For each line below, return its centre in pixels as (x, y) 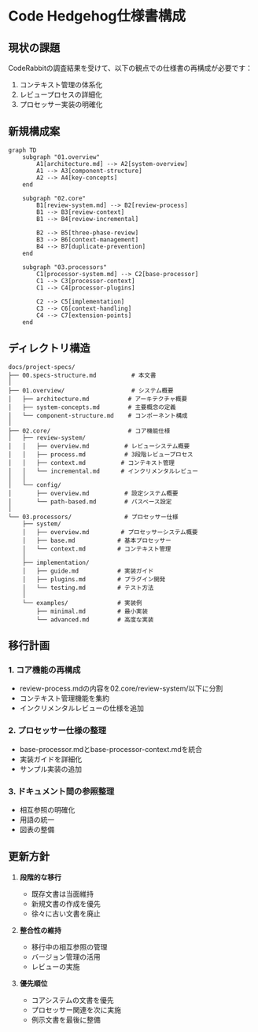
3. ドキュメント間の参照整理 (61, 791)
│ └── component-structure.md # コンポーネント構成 (98, 415)
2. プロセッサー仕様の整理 (57, 731)
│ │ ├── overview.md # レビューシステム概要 (99, 446)
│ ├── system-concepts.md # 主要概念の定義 (92, 407)
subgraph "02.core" (54, 198)
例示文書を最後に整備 (66, 1019)
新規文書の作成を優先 (66, 903)
